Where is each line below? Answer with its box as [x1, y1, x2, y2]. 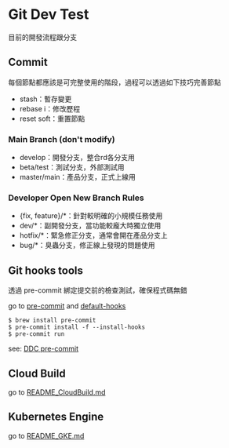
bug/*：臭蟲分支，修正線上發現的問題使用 [19, 241, 155, 250]
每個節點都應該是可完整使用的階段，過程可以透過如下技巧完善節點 [8, 77, 221, 87]
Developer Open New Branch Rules [8, 192, 144, 203]
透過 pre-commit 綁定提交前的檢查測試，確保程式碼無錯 [8, 286, 187, 295]
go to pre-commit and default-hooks [8, 301, 126, 311]
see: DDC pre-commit [8, 344, 79, 354]
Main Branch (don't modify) [8, 133, 115, 144]
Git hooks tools [8, 264, 84, 277]
